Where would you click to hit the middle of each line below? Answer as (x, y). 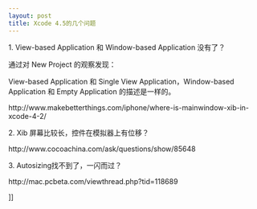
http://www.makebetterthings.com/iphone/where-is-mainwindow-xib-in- (129, 107)
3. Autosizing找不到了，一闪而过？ (65, 165)
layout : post (30, 16)
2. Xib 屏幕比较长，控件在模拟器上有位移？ (79, 133)
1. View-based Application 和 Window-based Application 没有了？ (117, 47)
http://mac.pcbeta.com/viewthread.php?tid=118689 (93, 181)
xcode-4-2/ (27, 116)
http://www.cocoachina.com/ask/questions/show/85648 (102, 149)
